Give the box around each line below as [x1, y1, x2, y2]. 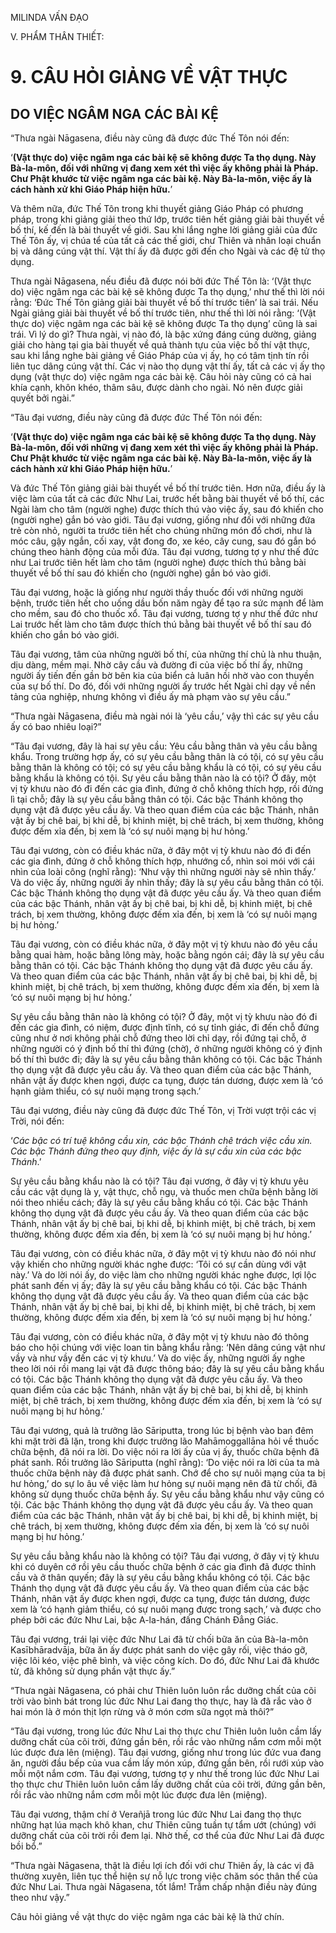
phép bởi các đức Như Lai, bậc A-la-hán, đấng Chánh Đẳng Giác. [10, 1614, 279, 1626]
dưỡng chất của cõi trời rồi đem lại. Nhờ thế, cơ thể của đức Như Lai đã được [10, 1830, 325, 1841]
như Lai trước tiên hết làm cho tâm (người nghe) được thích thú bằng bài [10, 557, 307, 568]
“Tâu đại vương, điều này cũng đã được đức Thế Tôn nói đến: [10, 412, 263, 423]
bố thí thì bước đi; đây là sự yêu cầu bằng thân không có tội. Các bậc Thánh [10, 1053, 323, 1065]
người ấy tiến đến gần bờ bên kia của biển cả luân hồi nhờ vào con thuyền [10, 670, 315, 681]
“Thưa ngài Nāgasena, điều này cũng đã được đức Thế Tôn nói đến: [10, 132, 290, 144]
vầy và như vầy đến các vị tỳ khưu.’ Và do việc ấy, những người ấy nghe [10, 1352, 306, 1364]
